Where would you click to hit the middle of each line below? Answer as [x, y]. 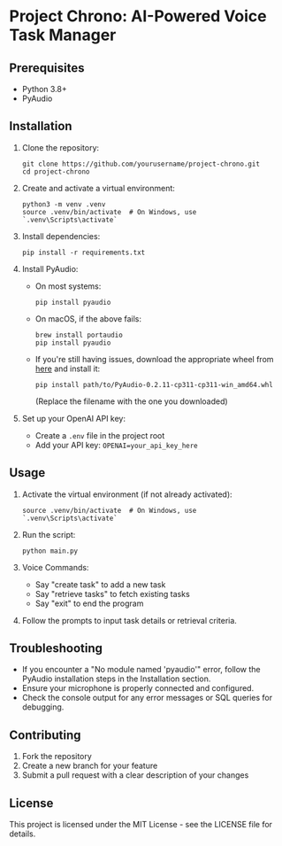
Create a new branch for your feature [90, 766]
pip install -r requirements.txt [84, 252]
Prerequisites [47, 68]
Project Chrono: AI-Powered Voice [138, 16]
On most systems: [68, 286]
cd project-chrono [56, 171]
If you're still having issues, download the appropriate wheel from [154, 359]
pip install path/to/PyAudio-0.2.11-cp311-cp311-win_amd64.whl [154, 384]
